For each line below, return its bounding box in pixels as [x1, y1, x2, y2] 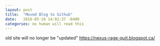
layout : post [5, 7, 33, 12]
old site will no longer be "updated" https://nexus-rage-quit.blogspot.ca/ [5, 35, 155, 41]
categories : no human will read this [5, 21, 84, 26]
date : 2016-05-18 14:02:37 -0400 [5, 16, 80, 21]
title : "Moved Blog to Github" [5, 12, 73, 17]
